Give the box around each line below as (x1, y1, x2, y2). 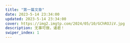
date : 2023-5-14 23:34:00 (5, 12, 59, 17)
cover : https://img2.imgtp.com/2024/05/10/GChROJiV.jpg (5, 21, 125, 26)
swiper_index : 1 (5, 30, 39, 35)
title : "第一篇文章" (5, 7, 44, 12)
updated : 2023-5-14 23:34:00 (5, 16, 67, 21)
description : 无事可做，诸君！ (5, 26, 65, 31)
